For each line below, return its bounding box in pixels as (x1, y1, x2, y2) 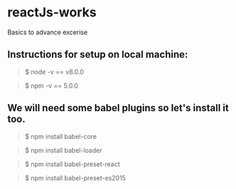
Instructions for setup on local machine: (7, 48, 188, 61)
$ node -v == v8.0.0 (24, 67, 84, 76)
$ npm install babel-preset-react (24, 160, 121, 168)
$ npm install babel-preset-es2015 (24, 173, 127, 182)
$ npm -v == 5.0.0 (24, 81, 79, 90)
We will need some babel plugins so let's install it (7, 102, 229, 114)
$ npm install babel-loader (24, 145, 102, 154)
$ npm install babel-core (24, 132, 97, 141)
